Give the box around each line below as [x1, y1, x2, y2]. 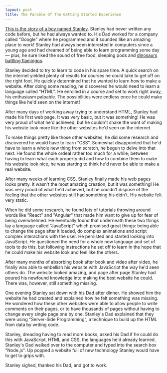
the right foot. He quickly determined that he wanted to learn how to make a [5, 78, 161, 84]
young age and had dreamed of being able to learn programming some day [5, 47, 160, 53]
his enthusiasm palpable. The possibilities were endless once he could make [5, 93, 163, 100]
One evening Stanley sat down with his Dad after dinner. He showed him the [5, 290, 161, 296]
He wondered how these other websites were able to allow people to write [5, 300, 158, 306]
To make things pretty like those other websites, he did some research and [5, 134, 159, 140]
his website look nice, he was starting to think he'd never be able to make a [5, 161, 160, 167]
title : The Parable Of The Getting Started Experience [5, 12, 122, 17]
